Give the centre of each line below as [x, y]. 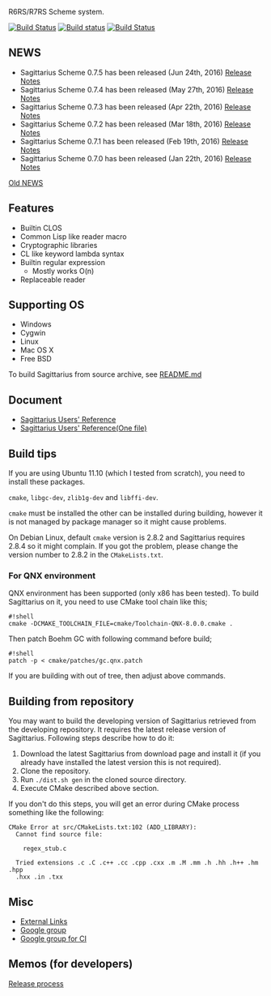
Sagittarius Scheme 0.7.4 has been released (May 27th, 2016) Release [137, 89]
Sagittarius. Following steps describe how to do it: [92, 738]
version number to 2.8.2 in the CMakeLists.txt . [86, 555]
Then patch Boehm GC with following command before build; [110, 639]
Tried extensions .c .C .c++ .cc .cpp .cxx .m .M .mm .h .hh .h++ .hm [137, 863]
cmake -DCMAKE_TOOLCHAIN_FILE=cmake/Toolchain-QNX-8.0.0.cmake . [121, 624]
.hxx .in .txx [39, 877]
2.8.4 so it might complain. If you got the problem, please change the [123, 546]
